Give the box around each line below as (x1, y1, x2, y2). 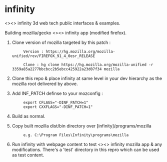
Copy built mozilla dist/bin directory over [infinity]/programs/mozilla (11, 122, 152, 128)
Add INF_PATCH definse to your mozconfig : (11, 90, 103, 96)
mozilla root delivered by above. (11, 80, 78, 86)
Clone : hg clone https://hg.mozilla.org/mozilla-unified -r (23, 62, 153, 67)
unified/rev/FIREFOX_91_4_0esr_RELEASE (11, 53, 95, 58)
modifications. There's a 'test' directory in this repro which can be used (11, 146, 159, 152)
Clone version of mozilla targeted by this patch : (11, 39, 111, 45)
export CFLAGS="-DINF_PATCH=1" (23, 100, 88, 105)
